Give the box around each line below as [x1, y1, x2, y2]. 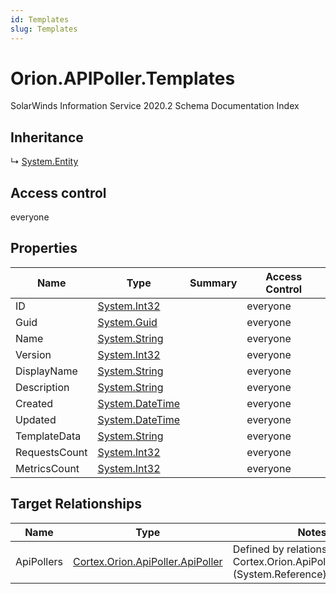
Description [15, 380, 70, 394]
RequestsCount [15, 445, 88, 459]
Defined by [232, 542, 285, 556]
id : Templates [10, 14, 70, 25]
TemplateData [15, 429, 82, 443]
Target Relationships [10, 496, 142, 513]
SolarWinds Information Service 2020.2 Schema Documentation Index [10, 100, 300, 112]
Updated [15, 412, 57, 426]
